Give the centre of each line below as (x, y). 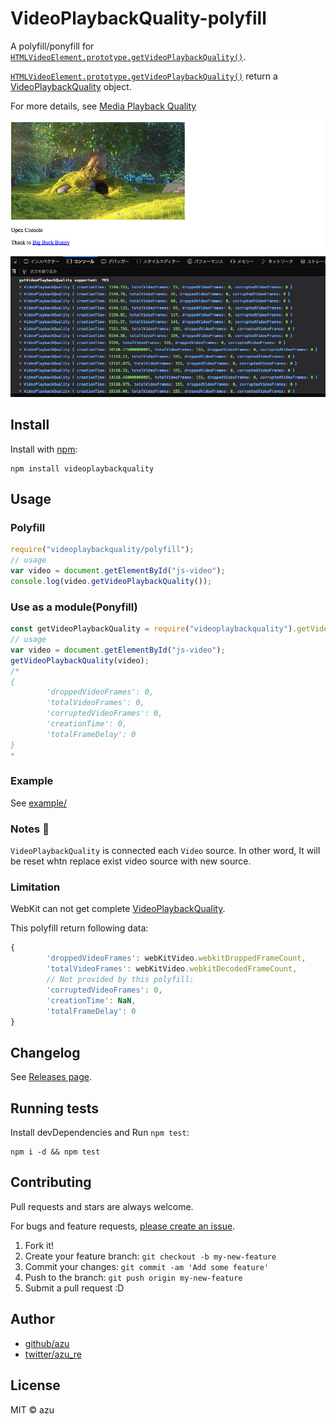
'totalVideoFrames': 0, (95, 703)
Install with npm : (44, 449)
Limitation (35, 887)
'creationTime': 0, (87, 724)
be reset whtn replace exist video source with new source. (131, 861)
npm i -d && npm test (55, 1152)
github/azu (47, 1343)
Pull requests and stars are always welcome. (102, 1206)
